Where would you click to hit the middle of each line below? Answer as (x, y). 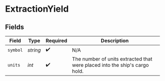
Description (115, 41)
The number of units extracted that (112, 59)
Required (57, 41)
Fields (15, 27)
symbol (15, 50)
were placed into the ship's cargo (110, 65)
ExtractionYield (37, 9)
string (34, 50)
